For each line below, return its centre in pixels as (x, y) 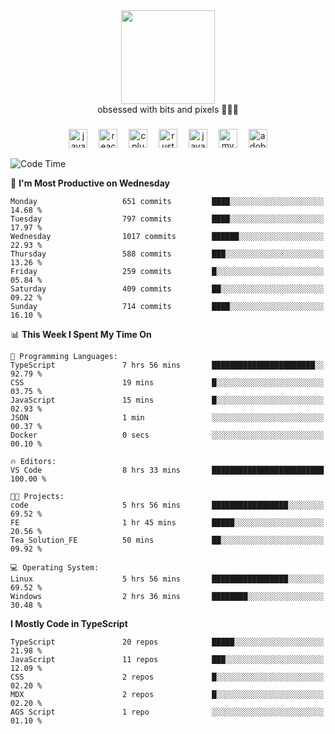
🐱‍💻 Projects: (37, 496)
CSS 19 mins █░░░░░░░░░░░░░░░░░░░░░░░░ (167, 382)
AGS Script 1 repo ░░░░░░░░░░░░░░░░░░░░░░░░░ (167, 712)
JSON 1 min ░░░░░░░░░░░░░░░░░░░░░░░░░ (167, 417)
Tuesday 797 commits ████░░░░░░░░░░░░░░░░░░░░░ (167, 219)
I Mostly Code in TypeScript (69, 623)
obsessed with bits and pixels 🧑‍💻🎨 (168, 109)
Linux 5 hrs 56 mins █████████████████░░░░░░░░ (167, 579)
